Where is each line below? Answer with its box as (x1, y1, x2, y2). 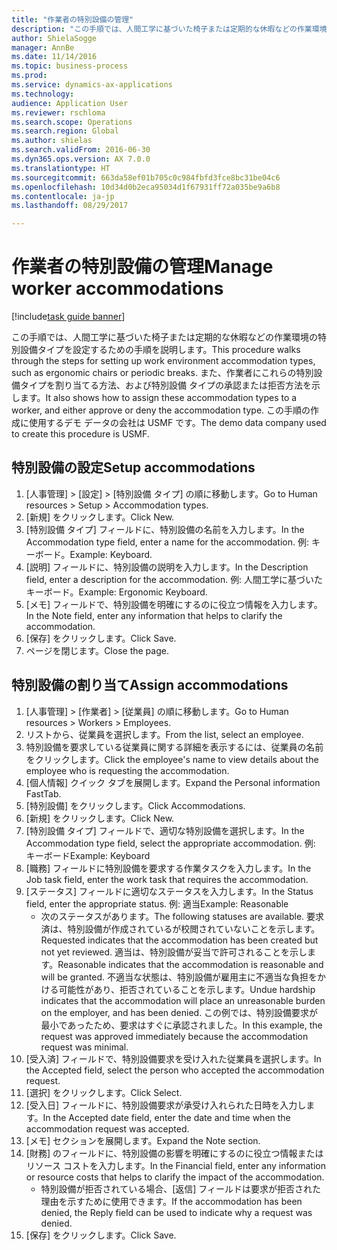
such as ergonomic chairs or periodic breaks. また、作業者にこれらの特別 (11, 367, 314, 379)
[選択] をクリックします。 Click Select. (25, 1086, 183, 1098)
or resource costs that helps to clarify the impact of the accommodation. (25, 1171, 325, 1183)
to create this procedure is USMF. (11, 428, 150, 440)
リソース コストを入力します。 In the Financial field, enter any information (25, 1159, 326, 1171)
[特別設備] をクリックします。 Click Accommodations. (25, 799, 246, 811)
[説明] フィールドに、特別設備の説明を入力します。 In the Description (25, 561, 309, 573)
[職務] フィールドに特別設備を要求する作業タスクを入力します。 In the (25, 862, 312, 874)
